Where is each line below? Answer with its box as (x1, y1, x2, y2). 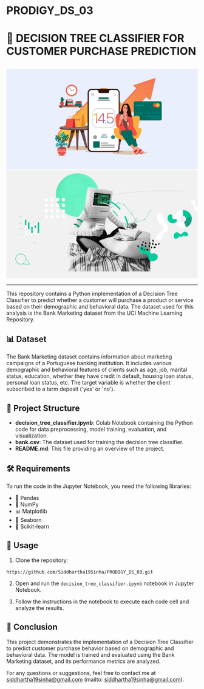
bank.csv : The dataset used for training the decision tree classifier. (15, 439, 184, 446)
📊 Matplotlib (15, 508, 47, 515)
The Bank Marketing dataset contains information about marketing (6, 353, 172, 360)
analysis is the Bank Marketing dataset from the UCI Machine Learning (6, 309, 183, 317)
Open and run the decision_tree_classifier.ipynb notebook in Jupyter (15, 580, 194, 587)
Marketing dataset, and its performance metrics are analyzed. (6, 657, 161, 665)
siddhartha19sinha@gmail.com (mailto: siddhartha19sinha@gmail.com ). (6, 676, 185, 683)
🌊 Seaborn (15, 516, 42, 523)
